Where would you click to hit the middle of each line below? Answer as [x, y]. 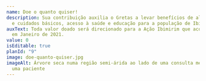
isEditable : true [29, 46]
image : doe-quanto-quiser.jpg [45, 57]
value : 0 [17, 40]
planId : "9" [21, 52]
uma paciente [29, 69]
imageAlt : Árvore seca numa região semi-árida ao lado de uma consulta [100, 63]
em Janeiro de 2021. [38, 35]
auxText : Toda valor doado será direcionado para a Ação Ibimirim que [98, 29]
